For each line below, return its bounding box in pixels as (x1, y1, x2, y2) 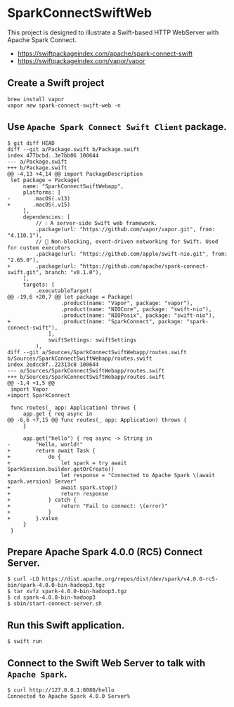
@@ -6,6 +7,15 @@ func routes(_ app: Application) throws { (7, 416, 188, 423)
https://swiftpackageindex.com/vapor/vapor (17, 56, 145, 65)
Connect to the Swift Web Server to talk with (7, 657, 206, 669)
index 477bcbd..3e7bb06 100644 (7, 152, 99, 159)
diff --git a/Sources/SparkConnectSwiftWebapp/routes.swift (7, 349, 188, 356)
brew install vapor (7, 96, 65, 103)
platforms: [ (22, 188, 61, 196)
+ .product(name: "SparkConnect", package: (7, 318, 184, 325)
